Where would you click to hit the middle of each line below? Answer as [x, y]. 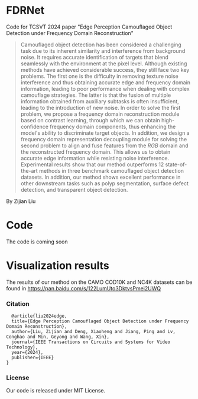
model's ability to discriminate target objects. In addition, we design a [105, 133]
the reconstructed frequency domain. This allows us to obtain [95, 151]
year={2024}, [27, 353]
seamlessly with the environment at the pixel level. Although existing [104, 64]
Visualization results [58, 266]
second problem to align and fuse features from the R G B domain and [104, 145]
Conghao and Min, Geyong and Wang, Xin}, [58, 337]
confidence [35, 126]
